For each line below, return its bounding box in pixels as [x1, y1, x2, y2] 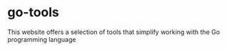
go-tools [7, 4, 59, 21]
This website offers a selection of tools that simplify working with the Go [7, 28, 220, 36]
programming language [7, 35, 76, 43]
